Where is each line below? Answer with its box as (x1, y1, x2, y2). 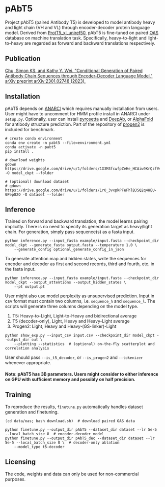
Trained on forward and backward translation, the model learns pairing (5, 218, 148, 224)
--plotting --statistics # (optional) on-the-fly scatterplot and (14, 342, 155, 347)
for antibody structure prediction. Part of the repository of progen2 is (5, 121, 145, 127)
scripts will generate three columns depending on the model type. (5, 304, 138, 310)
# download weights (5, 157, 45, 163)
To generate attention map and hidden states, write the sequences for (5, 256, 146, 262)
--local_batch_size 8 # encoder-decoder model (5, 431, 105, 436)
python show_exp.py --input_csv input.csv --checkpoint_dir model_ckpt (5, 333, 155, 338)
